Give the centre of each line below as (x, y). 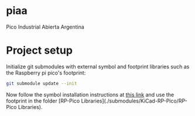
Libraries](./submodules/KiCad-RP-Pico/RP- (134, 101)
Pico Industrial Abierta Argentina (45, 27)
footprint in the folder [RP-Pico (43, 101)
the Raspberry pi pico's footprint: (46, 73)
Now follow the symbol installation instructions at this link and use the (90, 94)
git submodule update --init (42, 83)
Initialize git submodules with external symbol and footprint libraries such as (98, 66)
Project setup (40, 50)
